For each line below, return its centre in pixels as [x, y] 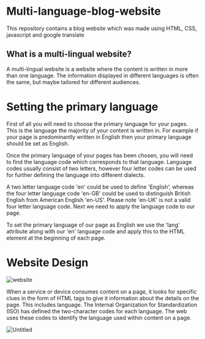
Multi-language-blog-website [84, 11]
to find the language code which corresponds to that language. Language [99, 162]
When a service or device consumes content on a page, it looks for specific [102, 291]
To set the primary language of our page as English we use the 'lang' [93, 225]
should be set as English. [38, 143]
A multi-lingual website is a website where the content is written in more [97, 69]
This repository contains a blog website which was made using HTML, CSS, [102, 28]
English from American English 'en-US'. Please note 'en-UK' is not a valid [99, 200]
